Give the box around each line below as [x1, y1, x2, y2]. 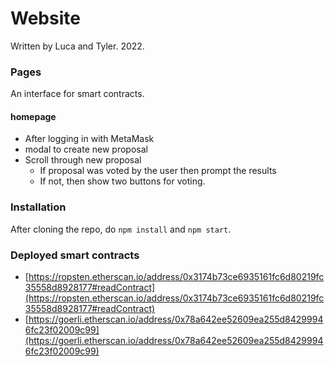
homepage [10, 110, 57, 122]
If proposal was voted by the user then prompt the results [39, 165, 277, 177]
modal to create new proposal [24, 143, 148, 156]
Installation [10, 200, 67, 214]
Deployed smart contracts [10, 248, 140, 262]
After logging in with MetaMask [24, 133, 155, 145]
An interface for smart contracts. [10, 88, 145, 100]
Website [10, 7, 81, 30]
